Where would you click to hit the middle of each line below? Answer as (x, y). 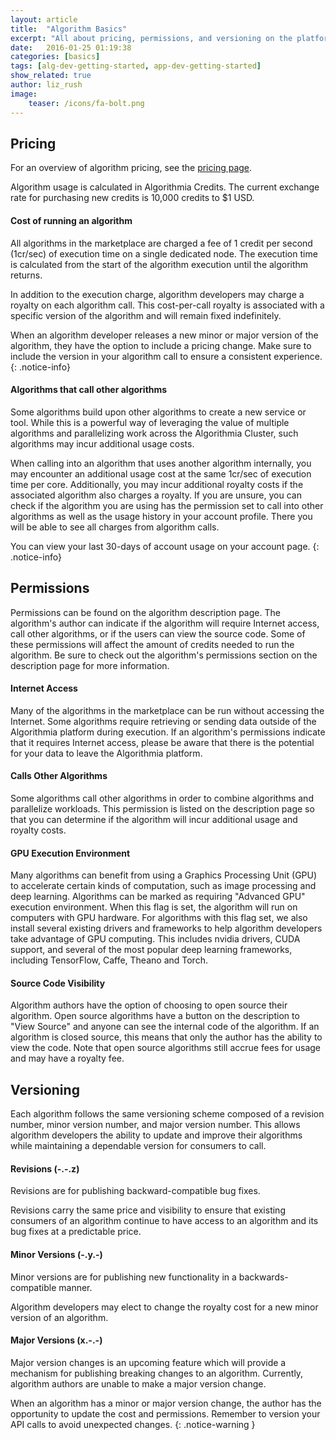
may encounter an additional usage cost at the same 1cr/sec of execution (161, 473)
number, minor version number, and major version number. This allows (155, 1125)
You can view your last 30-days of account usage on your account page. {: (165, 546)
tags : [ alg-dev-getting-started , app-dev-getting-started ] (136, 66)
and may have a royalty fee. (67, 1058)
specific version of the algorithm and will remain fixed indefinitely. (146, 315)
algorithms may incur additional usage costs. (102, 443)
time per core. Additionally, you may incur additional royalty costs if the (157, 484)
